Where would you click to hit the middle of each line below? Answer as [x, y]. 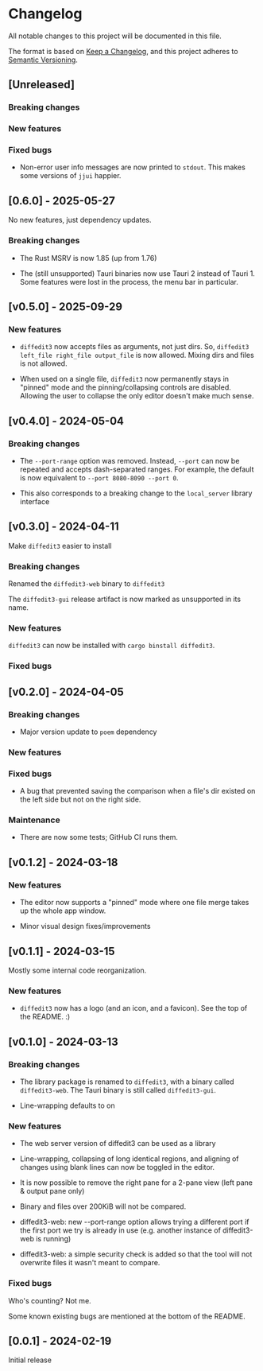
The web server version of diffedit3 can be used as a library [118, 1144]
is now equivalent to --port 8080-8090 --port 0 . [99, 477]
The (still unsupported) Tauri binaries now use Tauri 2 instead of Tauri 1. [137, 273]
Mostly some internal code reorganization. [77, 970]
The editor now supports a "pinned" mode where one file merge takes [134, 903]
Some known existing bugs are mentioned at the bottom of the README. [127, 1316]
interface [35, 501]
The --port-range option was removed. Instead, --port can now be [130, 460]
